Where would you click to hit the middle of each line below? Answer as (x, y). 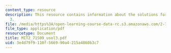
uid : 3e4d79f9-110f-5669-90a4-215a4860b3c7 (52, 43)
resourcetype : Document (31, 33)
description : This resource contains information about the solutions (82, 15)
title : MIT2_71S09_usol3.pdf (36, 38)
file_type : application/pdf (35, 29)
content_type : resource (31, 10)
